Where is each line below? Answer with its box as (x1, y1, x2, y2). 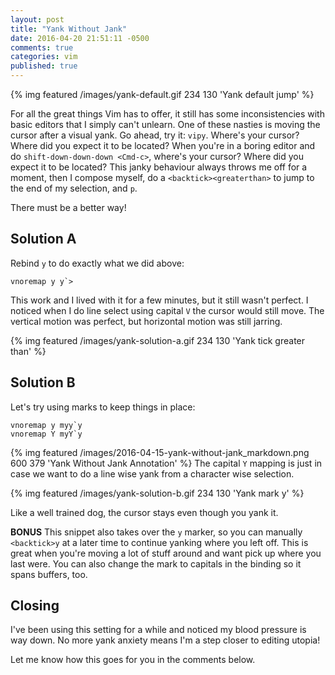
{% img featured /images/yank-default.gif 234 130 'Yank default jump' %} (10, 89, 315, 100)
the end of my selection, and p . (10, 182, 138, 194)
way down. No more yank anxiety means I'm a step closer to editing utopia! (10, 634, 321, 646)
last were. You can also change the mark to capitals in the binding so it (10, 557, 302, 570)
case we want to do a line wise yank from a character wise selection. (10, 467, 295, 480)
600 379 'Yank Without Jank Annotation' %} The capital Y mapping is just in (10, 457, 323, 469)
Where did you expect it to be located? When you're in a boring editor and (10, 140, 316, 151)
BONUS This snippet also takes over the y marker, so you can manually (10, 526, 303, 538)
